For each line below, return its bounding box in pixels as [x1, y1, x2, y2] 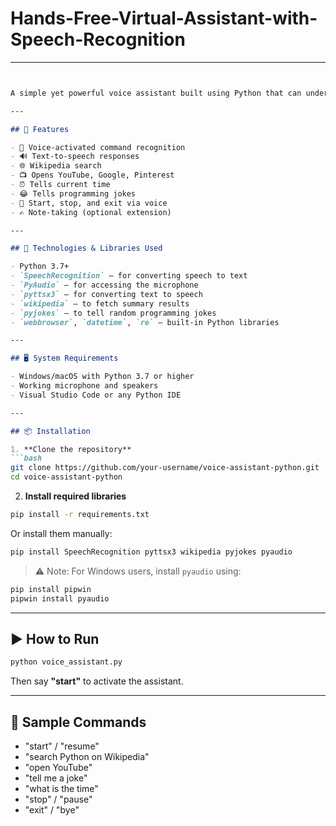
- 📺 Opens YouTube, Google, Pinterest [10, 170, 175, 181]
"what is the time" [24, 783, 99, 795]
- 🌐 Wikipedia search [10, 161, 102, 171]
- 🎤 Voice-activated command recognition [10, 142, 186, 152]
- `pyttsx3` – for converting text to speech [10, 289, 203, 299]
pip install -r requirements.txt [10, 510, 150, 520]
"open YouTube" [24, 762, 93, 774]
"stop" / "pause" [24, 793, 93, 806]
